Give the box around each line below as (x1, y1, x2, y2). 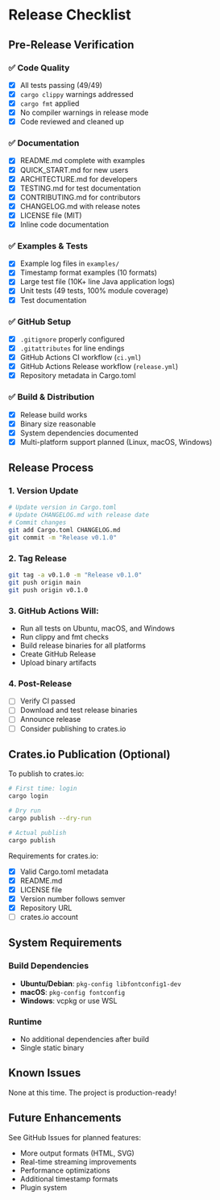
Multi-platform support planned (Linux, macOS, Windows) (19, 437, 213, 447)
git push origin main (8, 578, 81, 586)
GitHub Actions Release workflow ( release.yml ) (19, 362, 179, 371)
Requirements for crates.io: (8, 850, 99, 861)
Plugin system (19, 1182, 68, 1192)
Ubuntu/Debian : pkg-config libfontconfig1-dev (19, 979, 181, 988)
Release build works (19, 409, 88, 419)
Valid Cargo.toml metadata (19, 866, 109, 876)
